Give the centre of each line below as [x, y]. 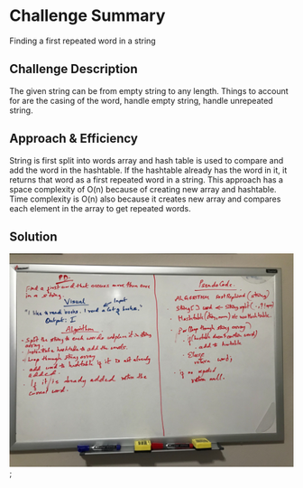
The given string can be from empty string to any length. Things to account [149, 90]
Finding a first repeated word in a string [83, 41]
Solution [33, 236]
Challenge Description [73, 69]
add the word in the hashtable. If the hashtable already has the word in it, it [148, 170]
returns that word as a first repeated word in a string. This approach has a [147, 179]
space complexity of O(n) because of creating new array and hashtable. [143, 189]
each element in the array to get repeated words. [100, 208]
